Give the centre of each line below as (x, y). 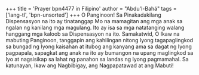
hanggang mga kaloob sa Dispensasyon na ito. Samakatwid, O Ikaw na (93, 34)
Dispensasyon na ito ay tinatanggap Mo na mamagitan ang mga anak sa (94, 21)
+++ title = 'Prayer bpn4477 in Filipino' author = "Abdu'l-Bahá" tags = (91, 9)
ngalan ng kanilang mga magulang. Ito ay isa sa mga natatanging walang (95, 27)
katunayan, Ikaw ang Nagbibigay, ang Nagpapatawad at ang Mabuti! (90, 65)
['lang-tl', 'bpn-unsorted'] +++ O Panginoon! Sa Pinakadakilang (84, 15)
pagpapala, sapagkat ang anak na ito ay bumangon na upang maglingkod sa (99, 53)
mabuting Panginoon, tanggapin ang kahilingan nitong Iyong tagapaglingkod (99, 40)
